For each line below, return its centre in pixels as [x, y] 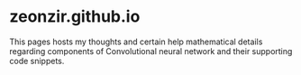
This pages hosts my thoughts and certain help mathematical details [136, 42]
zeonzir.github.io [75, 17]
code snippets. [37, 61]
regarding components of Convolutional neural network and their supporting [151, 51]
